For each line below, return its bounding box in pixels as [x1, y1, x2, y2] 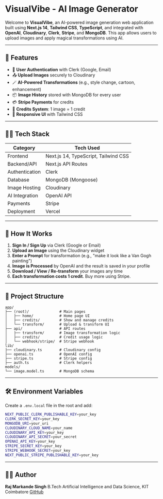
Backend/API [7, 160, 37, 167]
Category [13, 144, 35, 151]
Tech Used [74, 144, 100, 151]
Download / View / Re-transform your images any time [12, 268, 123, 274]
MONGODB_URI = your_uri [5, 421, 49, 426]
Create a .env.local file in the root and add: [5, 403, 93, 408]
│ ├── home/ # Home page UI [5, 314, 90, 319]
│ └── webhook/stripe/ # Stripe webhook [5, 339, 95, 344]
